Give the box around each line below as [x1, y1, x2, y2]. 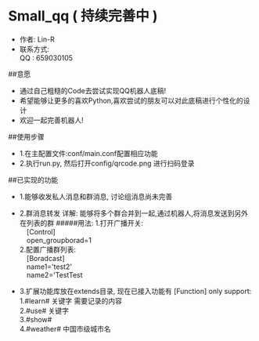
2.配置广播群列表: [19, 245, 77, 254]
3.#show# [19, 314, 52, 324]
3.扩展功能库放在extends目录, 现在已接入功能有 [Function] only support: [19, 286, 252, 296]
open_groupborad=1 [26, 235, 92, 245]
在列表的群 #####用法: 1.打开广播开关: [19, 218, 143, 227]
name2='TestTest [26, 270, 84, 279]
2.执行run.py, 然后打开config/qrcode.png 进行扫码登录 [19, 158, 195, 168]
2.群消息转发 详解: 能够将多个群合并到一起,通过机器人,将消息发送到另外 [19, 209, 249, 218]
